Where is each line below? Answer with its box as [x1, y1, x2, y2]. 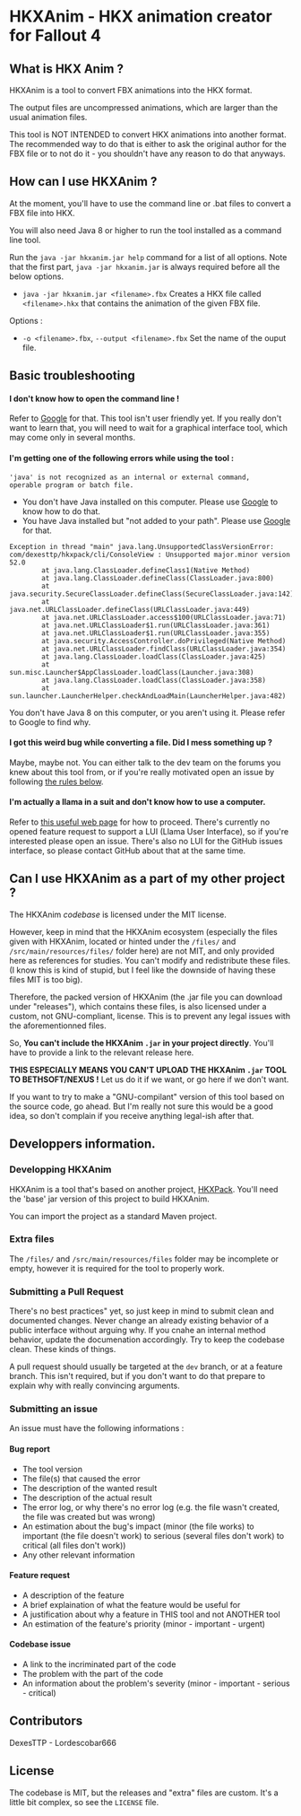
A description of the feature [21, 1590, 125, 1601]
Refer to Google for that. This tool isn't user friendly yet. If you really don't [9, 413, 282, 423]
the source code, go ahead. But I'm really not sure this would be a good [9, 1101, 273, 1112]
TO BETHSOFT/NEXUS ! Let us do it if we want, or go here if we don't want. [9, 1074, 289, 1085]
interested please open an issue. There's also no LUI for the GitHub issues [9, 836, 284, 847]
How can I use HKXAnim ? [9, 174, 158, 189]
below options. [9, 271, 64, 282]
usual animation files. [9, 112, 88, 122]
